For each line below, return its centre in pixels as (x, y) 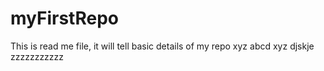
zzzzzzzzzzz (37, 56)
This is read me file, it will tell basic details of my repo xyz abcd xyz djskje (162, 46)
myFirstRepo (64, 18)
